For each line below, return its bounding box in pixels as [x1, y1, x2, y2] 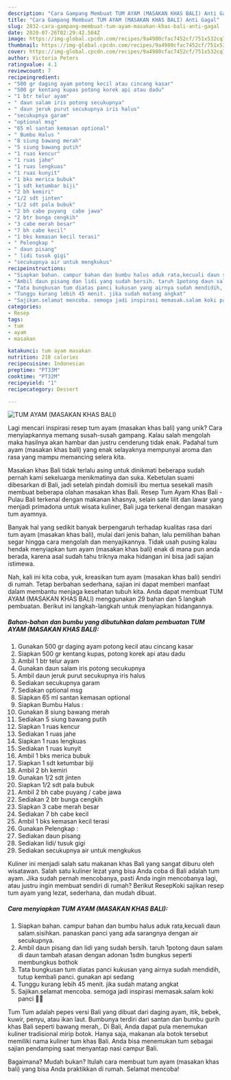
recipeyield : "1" [8, 379, 58, 386]
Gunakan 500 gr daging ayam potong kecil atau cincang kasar [17, 643, 194, 651]
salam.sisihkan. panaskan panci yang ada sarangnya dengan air [17, 929, 199, 937]
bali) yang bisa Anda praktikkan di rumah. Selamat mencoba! [8, 1065, 180, 1073]
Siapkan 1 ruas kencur [17, 723, 81, 731]
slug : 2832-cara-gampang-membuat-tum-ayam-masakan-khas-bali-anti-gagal [8, 23, 220, 29]
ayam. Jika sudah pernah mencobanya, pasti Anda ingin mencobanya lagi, [8, 874, 218, 883]
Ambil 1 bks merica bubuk [17, 752, 91, 760]
